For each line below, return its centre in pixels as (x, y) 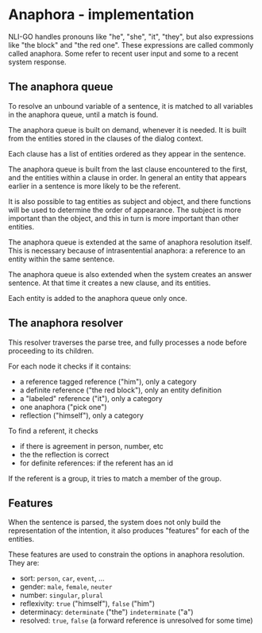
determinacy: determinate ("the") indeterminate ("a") (106, 612)
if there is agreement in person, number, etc (92, 446)
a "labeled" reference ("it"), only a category (91, 398)
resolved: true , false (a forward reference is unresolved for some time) (136, 620)
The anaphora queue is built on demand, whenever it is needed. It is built (127, 129)
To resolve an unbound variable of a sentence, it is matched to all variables (131, 106)
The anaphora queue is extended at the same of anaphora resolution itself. (130, 242)
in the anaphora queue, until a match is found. (83, 114)
